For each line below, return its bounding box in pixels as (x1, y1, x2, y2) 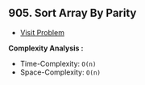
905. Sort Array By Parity (8, 6, 137, 20)
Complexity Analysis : (8, 43, 84, 53)
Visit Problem (19, 27, 64, 37)
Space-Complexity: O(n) (19, 67, 101, 77)
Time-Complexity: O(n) (19, 59, 97, 68)
